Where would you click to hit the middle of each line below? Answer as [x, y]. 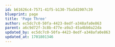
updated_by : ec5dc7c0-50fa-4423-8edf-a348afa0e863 [58, 32]
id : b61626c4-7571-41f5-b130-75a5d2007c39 [49, 10]
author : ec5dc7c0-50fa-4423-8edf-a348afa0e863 [53, 23]
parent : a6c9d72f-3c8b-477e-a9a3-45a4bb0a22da [53, 28]
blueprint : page [22, 14]
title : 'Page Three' [26, 19]
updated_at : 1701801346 [29, 37]
